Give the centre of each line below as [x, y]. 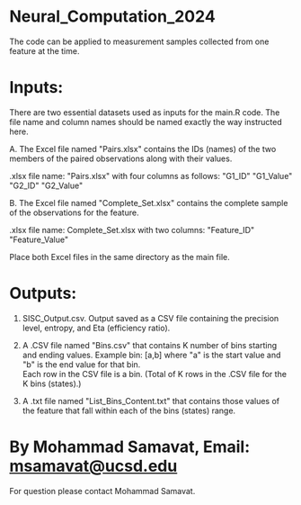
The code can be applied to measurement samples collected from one [139, 41]
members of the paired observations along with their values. [121, 158]
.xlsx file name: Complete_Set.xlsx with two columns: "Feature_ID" [132, 230]
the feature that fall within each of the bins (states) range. [129, 410]
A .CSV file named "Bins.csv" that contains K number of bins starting [150, 345]
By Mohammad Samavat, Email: [130, 446]
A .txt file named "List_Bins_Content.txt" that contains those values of [151, 401]
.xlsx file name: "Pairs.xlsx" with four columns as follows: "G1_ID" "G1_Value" [151, 176]
